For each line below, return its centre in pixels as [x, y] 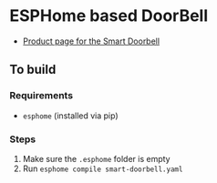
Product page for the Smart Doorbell [91, 41]
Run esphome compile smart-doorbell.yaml [103, 168]
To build [33, 70]
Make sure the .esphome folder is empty [96, 158]
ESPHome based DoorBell [109, 16]
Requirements [41, 96]
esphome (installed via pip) [70, 116]
